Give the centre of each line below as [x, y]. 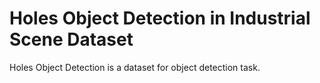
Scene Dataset [71, 39]
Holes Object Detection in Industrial [160, 18]
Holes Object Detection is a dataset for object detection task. [135, 67]
